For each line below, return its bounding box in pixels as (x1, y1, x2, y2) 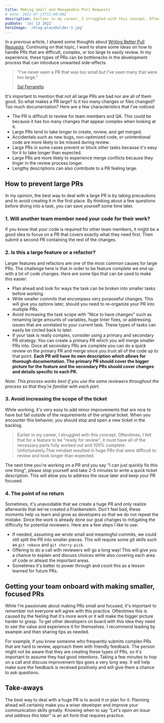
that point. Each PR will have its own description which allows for (12, 353, 146, 359)
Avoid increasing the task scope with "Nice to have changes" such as (12, 311, 152, 317)
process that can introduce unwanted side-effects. (5, 60, 107, 66)
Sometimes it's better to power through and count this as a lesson (12, 563, 145, 569)
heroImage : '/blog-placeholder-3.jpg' (5, 25, 84, 30)
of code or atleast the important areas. (12, 557, 90, 564)
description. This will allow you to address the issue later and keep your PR (5, 473, 156, 478)
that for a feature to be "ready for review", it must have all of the (17, 437, 146, 443)
